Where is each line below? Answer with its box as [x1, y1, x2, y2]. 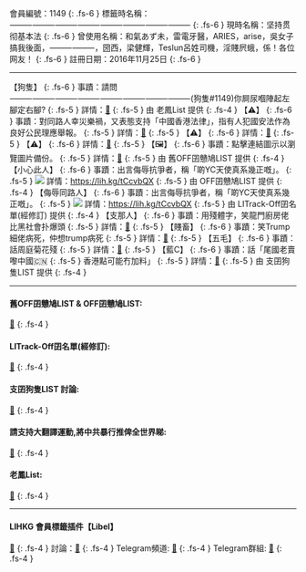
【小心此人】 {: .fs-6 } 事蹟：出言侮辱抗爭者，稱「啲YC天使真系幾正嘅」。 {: [9, 164, 292, 175]
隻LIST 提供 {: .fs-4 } [9, 267, 87, 277]
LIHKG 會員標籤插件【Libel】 [9, 521, 118, 532]
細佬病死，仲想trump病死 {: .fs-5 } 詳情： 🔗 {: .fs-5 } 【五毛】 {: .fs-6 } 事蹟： [9, 233, 296, 244]
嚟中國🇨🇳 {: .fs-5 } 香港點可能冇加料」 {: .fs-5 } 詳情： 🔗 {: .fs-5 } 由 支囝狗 [9, 255, 291, 266]
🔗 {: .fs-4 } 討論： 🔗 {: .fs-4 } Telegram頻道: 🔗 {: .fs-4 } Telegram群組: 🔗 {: [9, 543, 282, 554]
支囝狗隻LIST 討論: [9, 384, 80, 394]
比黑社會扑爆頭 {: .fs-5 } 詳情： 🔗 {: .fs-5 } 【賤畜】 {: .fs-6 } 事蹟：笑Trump [9, 222, 291, 232]
